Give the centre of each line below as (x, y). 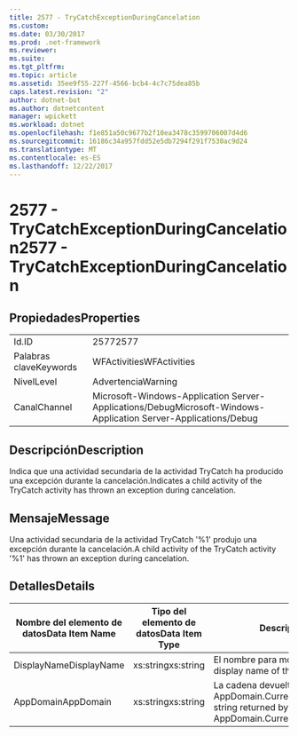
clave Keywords (46, 368)
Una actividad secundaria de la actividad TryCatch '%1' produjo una (133, 539)
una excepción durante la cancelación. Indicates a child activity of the (136, 481)
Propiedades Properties (74, 317)
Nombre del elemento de (69, 622)
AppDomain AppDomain (63, 701)
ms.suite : (27, 59)
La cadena (235, 685)
